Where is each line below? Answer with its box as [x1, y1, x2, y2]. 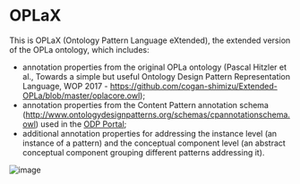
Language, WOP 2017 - [21, 80, 109, 91]
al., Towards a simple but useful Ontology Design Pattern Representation [21, 71, 291, 81]
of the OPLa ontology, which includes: [9, 44, 150, 54]
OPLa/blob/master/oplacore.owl [21, 90, 141, 101]
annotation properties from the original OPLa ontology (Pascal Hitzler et [21, 62, 287, 72]
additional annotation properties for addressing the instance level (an [21, 128, 278, 138]
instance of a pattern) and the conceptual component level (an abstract [21, 138, 287, 148]
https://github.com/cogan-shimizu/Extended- [109, 80, 278, 91]
